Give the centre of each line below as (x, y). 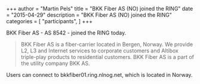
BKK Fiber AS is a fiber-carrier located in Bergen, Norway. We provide (107, 44)
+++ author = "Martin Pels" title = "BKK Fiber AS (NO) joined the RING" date (100, 9)
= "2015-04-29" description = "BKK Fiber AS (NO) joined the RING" (89, 15)
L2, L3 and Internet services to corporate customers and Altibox (100, 51)
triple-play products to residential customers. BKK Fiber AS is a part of (107, 57)
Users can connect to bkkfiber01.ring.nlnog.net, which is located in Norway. (99, 75)
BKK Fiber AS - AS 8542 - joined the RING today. (66, 33)
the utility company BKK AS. (56, 63)
